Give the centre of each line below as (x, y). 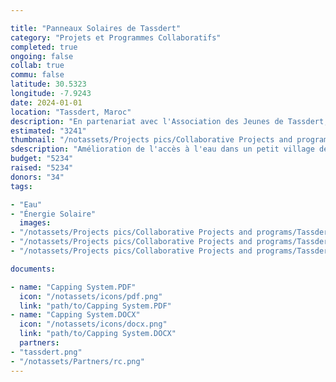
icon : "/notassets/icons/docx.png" (93, 324)
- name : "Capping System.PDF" (73, 287)
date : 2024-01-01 (46, 102)
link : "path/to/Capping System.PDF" (95, 306)
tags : (21, 186)
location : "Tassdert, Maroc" (71, 112)
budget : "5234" (42, 159)
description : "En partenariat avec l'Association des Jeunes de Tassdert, (169, 121)
